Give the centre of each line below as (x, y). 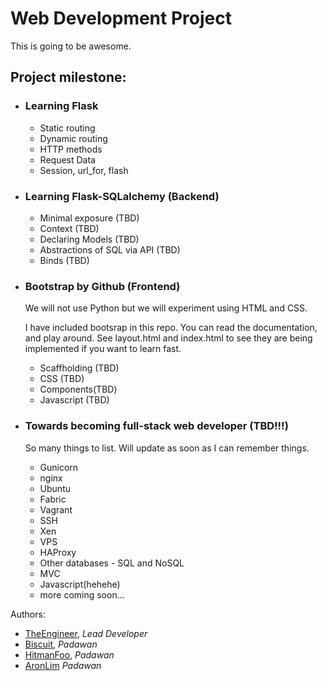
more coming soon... (82, 594)
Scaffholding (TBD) (79, 368)
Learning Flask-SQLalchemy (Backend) (122, 196)
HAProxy (58, 552)
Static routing (67, 128)
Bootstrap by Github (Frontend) (102, 286)
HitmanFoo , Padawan (69, 654)
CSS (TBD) (62, 379)
